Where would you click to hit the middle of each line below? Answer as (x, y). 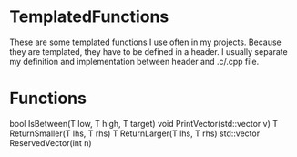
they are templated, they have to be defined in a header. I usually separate (149, 51)
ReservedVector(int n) (51, 142)
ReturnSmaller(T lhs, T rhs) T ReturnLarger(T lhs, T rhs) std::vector (135, 133)
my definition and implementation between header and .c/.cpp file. (134, 61)
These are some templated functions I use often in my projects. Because (145, 42)
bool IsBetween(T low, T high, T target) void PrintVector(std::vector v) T (144, 123)
